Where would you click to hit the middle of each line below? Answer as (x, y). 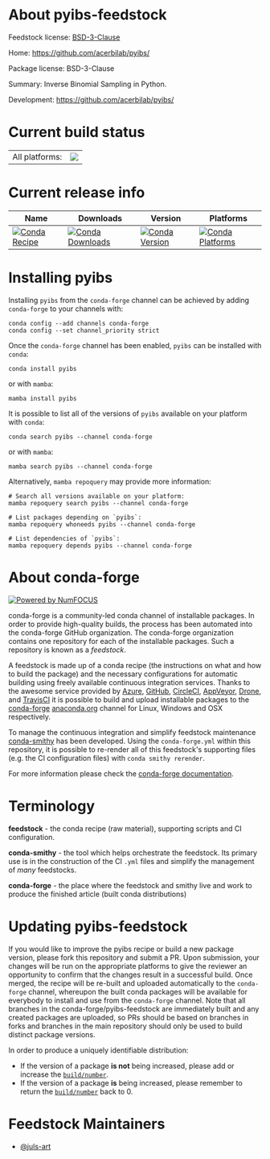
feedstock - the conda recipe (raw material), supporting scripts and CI (125, 829)
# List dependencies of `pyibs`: (64, 538)
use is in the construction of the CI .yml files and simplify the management (131, 861)
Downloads (100, 218)
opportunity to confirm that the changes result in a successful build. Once (131, 974)
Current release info (77, 193)
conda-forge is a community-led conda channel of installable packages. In (131, 615)
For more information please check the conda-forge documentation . (121, 773)
